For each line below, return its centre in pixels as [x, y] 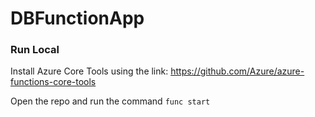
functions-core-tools [53, 82]
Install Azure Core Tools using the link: [89, 71]
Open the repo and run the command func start [110, 101]
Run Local [35, 50]
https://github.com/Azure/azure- [237, 71]
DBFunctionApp [77, 18]
